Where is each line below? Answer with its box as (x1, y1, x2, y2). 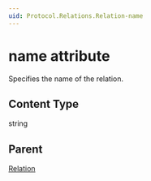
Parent (8, 142, 43, 156)
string (8, 119, 28, 128)
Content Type (8, 97, 80, 110)
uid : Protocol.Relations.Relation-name (8, 11, 144, 20)
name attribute (8, 46, 110, 65)
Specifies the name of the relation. (8, 74, 124, 84)
